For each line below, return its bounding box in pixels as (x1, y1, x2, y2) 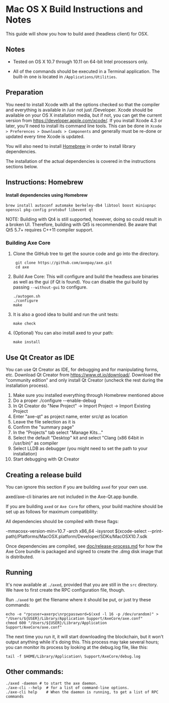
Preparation (6, 88, 44, 97)
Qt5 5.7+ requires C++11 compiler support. (6, 227, 94, 233)
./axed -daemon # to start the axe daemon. (6, 680, 98, 686)
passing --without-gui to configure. (13, 284, 88, 290)
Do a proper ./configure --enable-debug (13, 397, 97, 404)
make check (13, 321, 36, 326)
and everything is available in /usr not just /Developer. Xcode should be (6, 107, 153, 113)
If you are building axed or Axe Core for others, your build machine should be (6, 504, 163, 510)
